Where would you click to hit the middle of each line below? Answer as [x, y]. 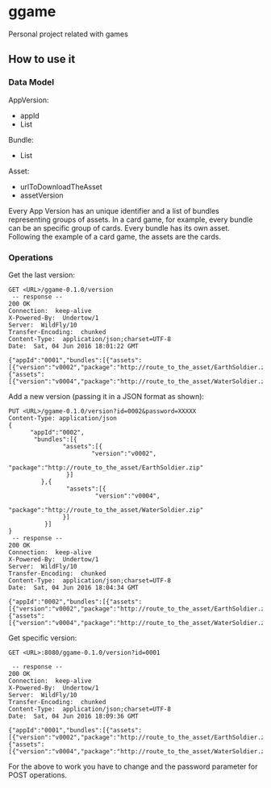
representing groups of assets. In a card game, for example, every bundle [131, 219]
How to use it [42, 59]
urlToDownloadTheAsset [61, 186]
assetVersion [42, 195]
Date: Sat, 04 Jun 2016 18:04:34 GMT [73, 587]
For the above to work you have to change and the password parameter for [133, 766]
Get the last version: [42, 275]
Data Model [31, 82]
